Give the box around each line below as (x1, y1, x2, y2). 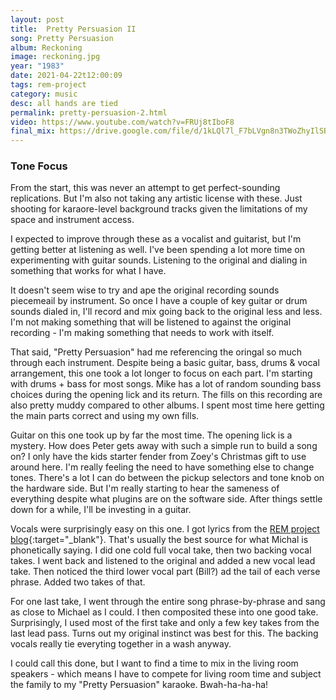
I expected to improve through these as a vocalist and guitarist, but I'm (10, 233, 302, 245)
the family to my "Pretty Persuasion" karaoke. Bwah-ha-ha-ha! (10, 679, 269, 691)
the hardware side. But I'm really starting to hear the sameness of (10, 482, 280, 495)
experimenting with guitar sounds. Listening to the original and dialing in (10, 254, 308, 266)
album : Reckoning (10, 42, 83, 53)
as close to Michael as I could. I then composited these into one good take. (10, 606, 319, 618)
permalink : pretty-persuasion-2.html (10, 107, 168, 118)
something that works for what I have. (10, 265, 167, 277)
